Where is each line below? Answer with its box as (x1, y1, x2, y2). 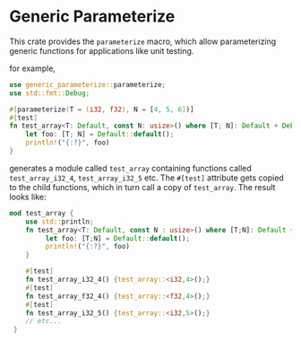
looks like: (9, 191, 47, 202)
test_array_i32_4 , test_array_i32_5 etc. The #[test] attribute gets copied (9, 172, 284, 183)
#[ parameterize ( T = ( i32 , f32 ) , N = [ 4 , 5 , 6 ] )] (9, 105, 194, 114)
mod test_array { (9, 208, 74, 217)
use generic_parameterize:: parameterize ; (9, 80, 167, 89)
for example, (9, 63, 56, 74)
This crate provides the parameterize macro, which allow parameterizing (9, 36, 277, 47)
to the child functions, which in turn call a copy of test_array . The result (9, 181, 276, 192)
